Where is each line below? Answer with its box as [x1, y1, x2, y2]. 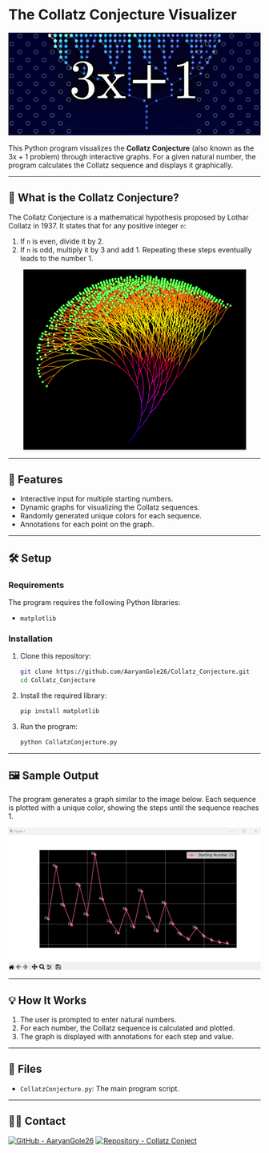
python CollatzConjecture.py [19, 738, 118, 746]
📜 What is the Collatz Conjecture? [8, 191, 179, 205]
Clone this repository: [19, 651, 91, 661]
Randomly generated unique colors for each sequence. [19, 511, 203, 521]
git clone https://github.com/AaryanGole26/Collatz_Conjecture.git [19, 667, 250, 676]
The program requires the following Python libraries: [8, 598, 181, 607]
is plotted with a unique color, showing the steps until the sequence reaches [8, 803, 259, 812]
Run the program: [19, 721, 78, 731]
